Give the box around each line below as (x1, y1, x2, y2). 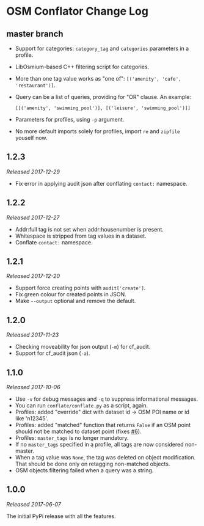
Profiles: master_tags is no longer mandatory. (15, 434, 129, 442)
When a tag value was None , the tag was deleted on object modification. (15, 454, 196, 461)
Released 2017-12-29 (6, 168, 60, 175)
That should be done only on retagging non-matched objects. (15, 460, 170, 468)
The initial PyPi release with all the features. (6, 512, 116, 520)
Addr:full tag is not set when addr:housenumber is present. (15, 225, 164, 233)
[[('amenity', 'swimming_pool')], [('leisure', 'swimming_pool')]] (15, 105, 191, 111)
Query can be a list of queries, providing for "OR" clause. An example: (15, 93, 191, 100)
